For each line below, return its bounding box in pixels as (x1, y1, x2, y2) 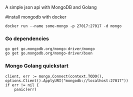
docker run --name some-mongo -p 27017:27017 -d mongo (5, 23, 122, 28)
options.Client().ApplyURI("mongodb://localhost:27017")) (5, 78, 128, 83)
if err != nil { (5, 82, 39, 87)
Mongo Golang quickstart (5, 62, 69, 69)
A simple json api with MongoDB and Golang (5, 4, 97, 10)
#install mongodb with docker (5, 14, 66, 19)
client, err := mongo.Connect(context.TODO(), (5, 73, 104, 79)
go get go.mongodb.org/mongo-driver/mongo (5, 46, 95, 51)
